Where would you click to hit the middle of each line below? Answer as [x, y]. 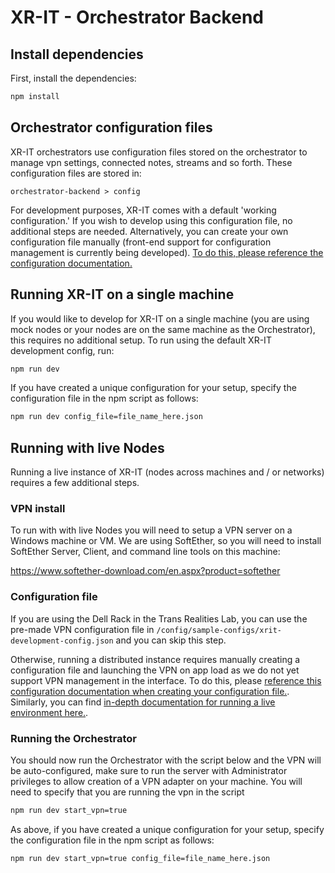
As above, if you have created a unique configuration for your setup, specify [167, 829]
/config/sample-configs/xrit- [219, 630]
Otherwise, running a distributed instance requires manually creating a [155, 659]
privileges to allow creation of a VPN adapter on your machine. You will [156, 781]
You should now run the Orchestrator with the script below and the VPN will [166, 760]
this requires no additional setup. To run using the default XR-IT [141, 340]
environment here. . [49, 712]
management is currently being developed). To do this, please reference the [167, 252]
